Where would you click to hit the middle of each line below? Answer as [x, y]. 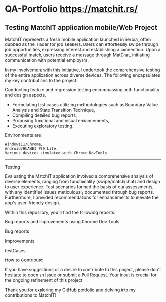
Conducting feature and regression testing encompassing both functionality [82, 90]
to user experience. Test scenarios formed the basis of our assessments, [80, 187]
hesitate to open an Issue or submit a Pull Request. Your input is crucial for [81, 275]
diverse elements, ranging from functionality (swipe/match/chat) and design [83, 182]
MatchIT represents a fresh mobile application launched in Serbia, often [78, 39]
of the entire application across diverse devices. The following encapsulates [83, 75]
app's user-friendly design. [33, 203]
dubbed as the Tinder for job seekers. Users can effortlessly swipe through [82, 44]
